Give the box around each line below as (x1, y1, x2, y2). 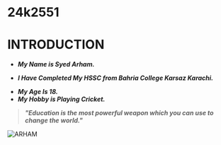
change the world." (24, 116, 84, 124)
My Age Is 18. (17, 88, 58, 96)
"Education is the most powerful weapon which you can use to (24, 109, 214, 117)
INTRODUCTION (7, 37, 105, 53)
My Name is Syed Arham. (17, 60, 95, 69)
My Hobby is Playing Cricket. (17, 95, 106, 103)
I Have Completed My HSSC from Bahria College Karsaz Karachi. (17, 74, 214, 82)
